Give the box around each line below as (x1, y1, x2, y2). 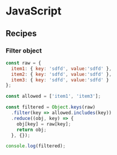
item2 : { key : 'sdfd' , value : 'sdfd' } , (11, 71, 112, 77)
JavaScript (5, 4, 62, 18)
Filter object (5, 46, 42, 55)
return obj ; (16, 127, 47, 133)
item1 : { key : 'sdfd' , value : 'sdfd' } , (11, 65, 112, 72)
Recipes (5, 28, 37, 39)
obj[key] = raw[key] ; (16, 121, 71, 127)
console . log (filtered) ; (5, 143, 66, 149)
